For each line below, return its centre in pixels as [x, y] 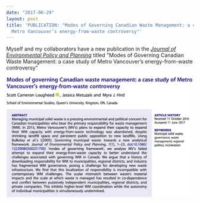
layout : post [22, 19]
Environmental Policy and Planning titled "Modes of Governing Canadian [95, 55]
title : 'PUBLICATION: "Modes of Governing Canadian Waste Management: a [98, 25]
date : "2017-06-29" [30, 12]
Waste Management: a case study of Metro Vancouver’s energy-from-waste [100, 62]
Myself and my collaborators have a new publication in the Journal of [91, 49]
